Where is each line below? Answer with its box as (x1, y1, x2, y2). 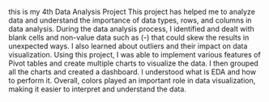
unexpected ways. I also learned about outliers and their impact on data (8, 41, 248, 51)
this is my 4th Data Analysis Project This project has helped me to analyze (8, 7, 255, 16)
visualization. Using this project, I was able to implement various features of (8, 50, 261, 59)
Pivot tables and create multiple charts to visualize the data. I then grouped (8, 58, 259, 68)
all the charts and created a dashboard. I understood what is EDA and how (8, 67, 257, 76)
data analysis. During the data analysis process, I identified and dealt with (8, 24, 255, 33)
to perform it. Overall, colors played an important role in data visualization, (8, 76, 256, 85)
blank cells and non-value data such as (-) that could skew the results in (8, 32, 250, 42)
